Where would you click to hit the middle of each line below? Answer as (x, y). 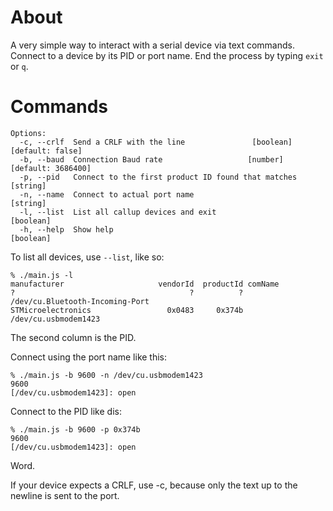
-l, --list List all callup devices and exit (118, 212)
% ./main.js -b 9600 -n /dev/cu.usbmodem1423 (106, 375)
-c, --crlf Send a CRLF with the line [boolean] (156, 142)
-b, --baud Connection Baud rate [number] (151, 159)
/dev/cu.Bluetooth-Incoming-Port (80, 301)
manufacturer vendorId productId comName (145, 284)
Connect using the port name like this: (89, 357)
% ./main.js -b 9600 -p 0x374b (75, 429)
